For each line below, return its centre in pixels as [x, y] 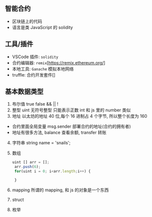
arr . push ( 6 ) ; [27, 167]
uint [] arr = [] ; [31, 162]
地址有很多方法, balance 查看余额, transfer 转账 [59, 133]
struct [18, 200]
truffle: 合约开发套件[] [34, 75]
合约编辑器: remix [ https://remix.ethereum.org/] [59, 62]
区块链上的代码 [27, 21]
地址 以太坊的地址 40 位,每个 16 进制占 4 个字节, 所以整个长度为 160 [79, 116]
